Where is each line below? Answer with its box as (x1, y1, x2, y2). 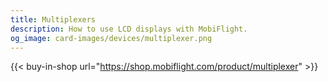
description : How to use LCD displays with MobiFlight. (10, 24, 248, 34)
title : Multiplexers (10, 14, 97, 25)
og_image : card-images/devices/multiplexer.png (10, 33, 213, 43)
